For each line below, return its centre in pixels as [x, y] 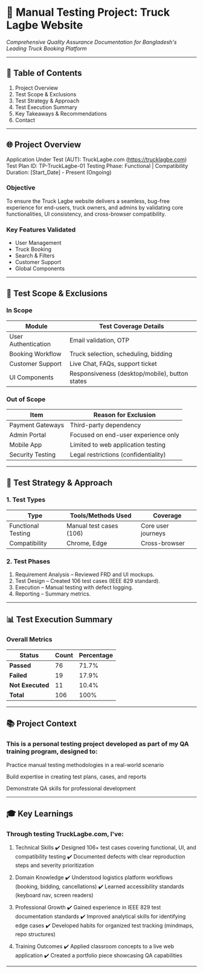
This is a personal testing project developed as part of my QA [98, 744]
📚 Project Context [42, 724]
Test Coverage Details [131, 326]
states [78, 381]
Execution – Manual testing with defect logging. [74, 588]
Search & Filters [35, 256]
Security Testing [33, 455]
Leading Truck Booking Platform [47, 48]
